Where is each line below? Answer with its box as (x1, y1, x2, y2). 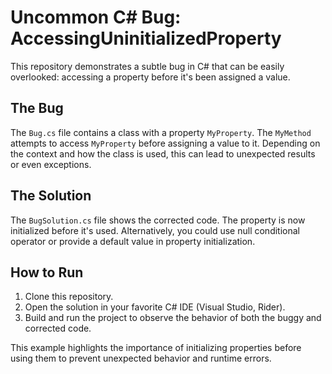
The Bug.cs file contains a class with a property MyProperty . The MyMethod (10, 126, 312, 138)
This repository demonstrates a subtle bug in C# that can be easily (10, 60, 285, 72)
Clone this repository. (24, 291, 114, 303)
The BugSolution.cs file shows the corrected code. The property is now (10, 214, 306, 226)
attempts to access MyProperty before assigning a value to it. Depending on (10, 137, 321, 149)
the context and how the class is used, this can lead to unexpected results (10, 147, 316, 160)
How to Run (10, 264, 84, 281)
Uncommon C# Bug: (10, 6, 182, 29)
